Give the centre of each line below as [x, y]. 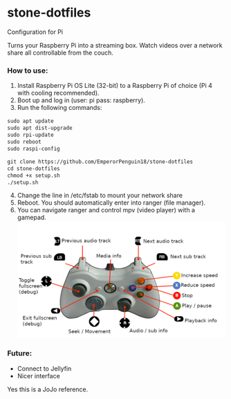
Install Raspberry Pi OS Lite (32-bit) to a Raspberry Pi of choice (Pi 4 [115, 86]
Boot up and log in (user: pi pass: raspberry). [81, 100]
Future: [20, 353]
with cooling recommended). [58, 93]
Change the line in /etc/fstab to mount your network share [100, 196]
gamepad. [31, 217]
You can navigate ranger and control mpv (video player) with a [106, 210]
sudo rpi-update [30, 135]
